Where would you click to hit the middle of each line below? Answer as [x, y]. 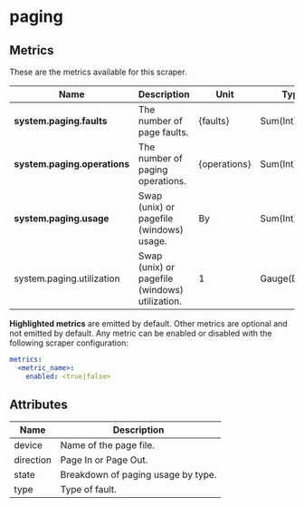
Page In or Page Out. [104, 460]
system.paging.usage [62, 218]
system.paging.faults [61, 121]
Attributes [38, 405]
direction [33, 460]
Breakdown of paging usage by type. [138, 475]
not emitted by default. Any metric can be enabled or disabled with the [141, 333]
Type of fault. [89, 490]
